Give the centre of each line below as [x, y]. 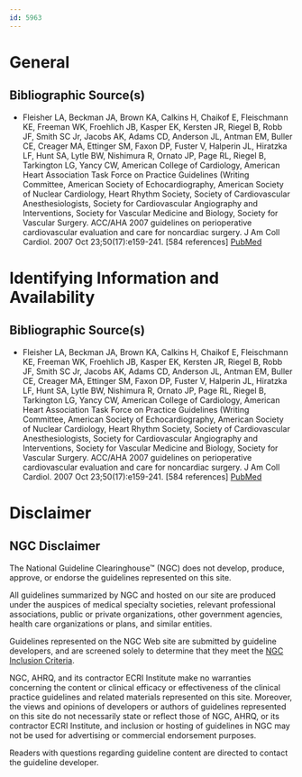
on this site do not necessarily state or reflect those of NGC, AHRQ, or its [144, 716]
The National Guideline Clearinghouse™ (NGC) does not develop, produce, [147, 568]
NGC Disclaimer [55, 546]
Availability [52, 297]
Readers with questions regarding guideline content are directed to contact [149, 753]
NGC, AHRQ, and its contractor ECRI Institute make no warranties [130, 678]
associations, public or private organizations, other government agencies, [146, 614]
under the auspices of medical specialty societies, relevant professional [143, 604]
